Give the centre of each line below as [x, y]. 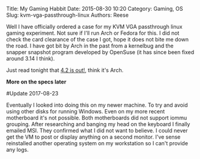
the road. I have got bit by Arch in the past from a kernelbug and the [90, 46]
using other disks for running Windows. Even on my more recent [86, 111]
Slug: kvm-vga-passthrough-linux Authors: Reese [67, 15]
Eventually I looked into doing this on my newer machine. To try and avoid [97, 105]
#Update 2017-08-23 [32, 93]
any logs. [17, 150]
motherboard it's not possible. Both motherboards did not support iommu [97, 118]
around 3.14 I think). [31, 58]
